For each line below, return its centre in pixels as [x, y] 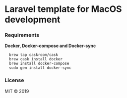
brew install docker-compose [39, 64]
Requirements [22, 35]
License [14, 80]
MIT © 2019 [17, 91]
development [32, 20]
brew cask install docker [36, 59]
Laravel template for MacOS [63, 9]
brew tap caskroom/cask [33, 55]
